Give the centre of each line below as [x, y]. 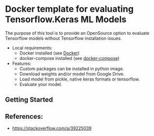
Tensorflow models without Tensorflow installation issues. [64, 38]
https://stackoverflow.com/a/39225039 [52, 128]
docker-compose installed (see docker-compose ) [69, 58]
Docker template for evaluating [69, 9]
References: [24, 116]
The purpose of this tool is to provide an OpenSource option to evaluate [77, 33]
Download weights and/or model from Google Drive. [72, 74]
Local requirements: [32, 48]
